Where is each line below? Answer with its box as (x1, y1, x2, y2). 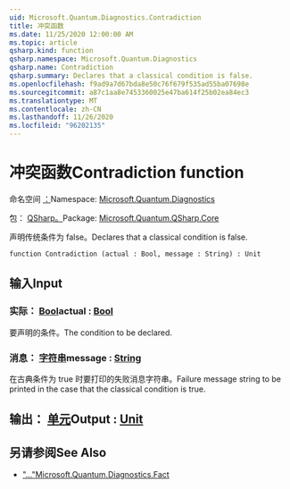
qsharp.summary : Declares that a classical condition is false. (9, 72, 253, 80)
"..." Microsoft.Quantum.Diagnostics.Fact (21, 469, 170, 480)
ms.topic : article (9, 38, 78, 47)
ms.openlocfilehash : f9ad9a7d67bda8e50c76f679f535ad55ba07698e (9, 80, 250, 89)
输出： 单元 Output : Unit (9, 412, 144, 427)
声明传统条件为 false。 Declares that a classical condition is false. (9, 232, 248, 242)
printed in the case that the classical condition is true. (9, 384, 206, 394)
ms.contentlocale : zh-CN (9, 105, 102, 114)
